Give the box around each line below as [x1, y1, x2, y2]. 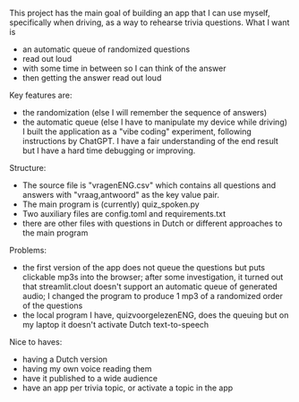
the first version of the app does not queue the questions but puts [21, 262, 266, 272]
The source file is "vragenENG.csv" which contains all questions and [21, 180, 277, 191]
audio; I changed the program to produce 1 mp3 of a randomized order [21, 291, 284, 301]
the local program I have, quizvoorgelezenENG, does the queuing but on [21, 310, 289, 321]
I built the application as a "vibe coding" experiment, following [21, 126, 252, 137]
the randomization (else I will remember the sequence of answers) [21, 107, 268, 117]
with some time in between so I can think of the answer [21, 63, 226, 73]
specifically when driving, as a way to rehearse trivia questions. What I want [9, 17, 290, 28]
